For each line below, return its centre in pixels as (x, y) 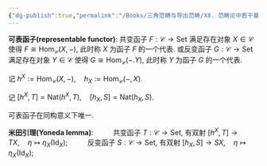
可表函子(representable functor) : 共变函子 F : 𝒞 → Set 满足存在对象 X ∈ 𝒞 (131, 39)
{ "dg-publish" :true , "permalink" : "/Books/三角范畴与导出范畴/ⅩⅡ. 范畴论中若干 (131, 15)
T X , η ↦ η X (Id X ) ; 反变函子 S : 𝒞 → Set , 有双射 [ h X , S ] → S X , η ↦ (127, 143)
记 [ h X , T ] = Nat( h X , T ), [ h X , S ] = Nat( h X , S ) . (81, 97)
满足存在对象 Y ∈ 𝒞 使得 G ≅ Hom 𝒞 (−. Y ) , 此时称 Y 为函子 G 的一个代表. (125, 61)
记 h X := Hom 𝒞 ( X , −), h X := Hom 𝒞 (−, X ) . (75, 79)
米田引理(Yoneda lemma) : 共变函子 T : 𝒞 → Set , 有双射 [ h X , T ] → (123, 132)
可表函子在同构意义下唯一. (51, 115)
